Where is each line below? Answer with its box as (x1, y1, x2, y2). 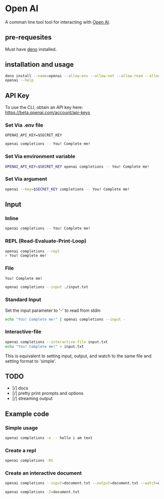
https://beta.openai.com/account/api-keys (5, 109, 90, 115)
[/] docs (12, 385, 28, 391)
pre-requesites (5, 33, 52, 42)
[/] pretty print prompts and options (12, 391, 84, 396)
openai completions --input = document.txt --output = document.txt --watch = (5, 481, 159, 486)
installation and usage (5, 61, 74, 69)
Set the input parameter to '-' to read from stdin (5, 307, 101, 313)
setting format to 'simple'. (5, 358, 57, 364)
